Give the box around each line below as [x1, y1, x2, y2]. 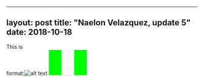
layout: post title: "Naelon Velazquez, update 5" [6, 17, 191, 28]
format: [6, 69, 25, 77]
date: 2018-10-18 [6, 27, 73, 37]
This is [6, 43, 23, 50]
